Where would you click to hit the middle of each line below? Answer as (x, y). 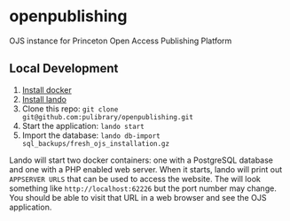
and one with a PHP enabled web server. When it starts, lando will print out (145, 169)
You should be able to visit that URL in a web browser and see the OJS (138, 197)
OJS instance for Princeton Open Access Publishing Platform (121, 41)
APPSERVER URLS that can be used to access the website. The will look (135, 179)
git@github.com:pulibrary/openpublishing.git (107, 117)
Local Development (64, 69)
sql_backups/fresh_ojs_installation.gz (96, 143)
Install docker (47, 89)
